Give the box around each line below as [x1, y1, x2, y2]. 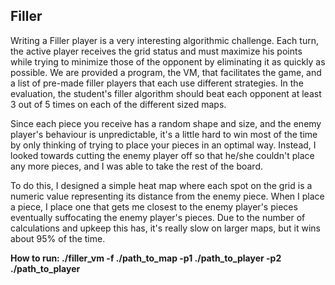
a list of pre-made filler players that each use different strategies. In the [10, 77, 304, 89]
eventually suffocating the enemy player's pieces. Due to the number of [10, 211, 306, 223]
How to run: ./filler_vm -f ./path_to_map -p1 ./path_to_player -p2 [10, 252, 282, 264]
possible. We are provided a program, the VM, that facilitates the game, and [10, 66, 322, 78]
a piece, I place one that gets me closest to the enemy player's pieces [10, 200, 298, 213]
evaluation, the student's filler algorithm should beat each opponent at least [10, 87, 322, 99]
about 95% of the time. [10, 232, 106, 244]
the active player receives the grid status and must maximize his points [10, 45, 303, 57]
